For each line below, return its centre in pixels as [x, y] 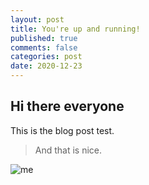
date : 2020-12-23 [46, 66]
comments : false [44, 47]
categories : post [46, 57]
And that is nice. [68, 150]
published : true [44, 38]
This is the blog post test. [62, 130]
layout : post [37, 19]
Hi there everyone [67, 106]
